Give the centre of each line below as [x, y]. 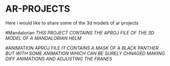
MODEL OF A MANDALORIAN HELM [43, 38]
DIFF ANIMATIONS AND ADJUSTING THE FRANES [59, 58]
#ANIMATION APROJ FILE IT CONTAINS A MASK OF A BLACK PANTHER [82, 48]
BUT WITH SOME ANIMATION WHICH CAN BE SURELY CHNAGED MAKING [85, 53]
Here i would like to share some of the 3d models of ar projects [72, 23]
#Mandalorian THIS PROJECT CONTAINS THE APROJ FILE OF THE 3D [80, 32]
